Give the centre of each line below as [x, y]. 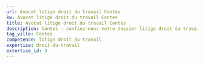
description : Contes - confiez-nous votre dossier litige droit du [93, 28]
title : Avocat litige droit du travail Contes [66, 23]
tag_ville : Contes [29, 34]
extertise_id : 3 [27, 51]
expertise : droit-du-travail [43, 46]
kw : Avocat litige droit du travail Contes [62, 17]
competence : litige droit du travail [54, 40]
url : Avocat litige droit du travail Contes [63, 12]
